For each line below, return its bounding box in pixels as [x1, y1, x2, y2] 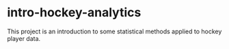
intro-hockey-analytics [7, 5, 142, 20]
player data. [7, 34, 41, 42]
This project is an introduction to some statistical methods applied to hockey [7, 27, 222, 35]
